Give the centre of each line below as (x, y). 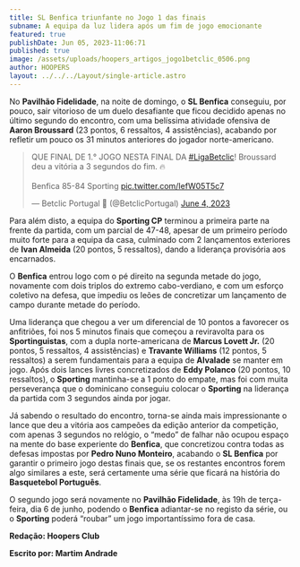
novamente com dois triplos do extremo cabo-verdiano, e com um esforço (146, 285)
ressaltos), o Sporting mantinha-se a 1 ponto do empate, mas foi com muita (149, 379)
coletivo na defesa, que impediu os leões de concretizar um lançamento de (148, 295)
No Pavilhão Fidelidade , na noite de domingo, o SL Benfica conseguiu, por (148, 101)
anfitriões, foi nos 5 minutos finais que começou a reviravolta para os (137, 331)
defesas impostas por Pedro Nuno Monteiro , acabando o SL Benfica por (144, 453)
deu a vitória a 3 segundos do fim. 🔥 (98, 166)
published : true (39, 51)
